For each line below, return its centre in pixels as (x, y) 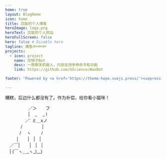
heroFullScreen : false (29, 38)
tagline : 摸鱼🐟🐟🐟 (26, 47)
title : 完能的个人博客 (26, 24)
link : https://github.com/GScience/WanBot (59, 70)
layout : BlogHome (23, 14)
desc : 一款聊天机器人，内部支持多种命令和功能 (56, 65)
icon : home (16, 19)
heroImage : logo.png (27, 28)
